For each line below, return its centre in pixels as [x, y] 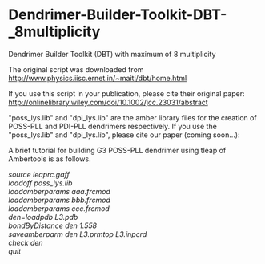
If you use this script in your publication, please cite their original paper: [126, 93]
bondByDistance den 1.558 [53, 225]
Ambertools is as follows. [50, 159]
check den [26, 242]
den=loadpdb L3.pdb [43, 217]
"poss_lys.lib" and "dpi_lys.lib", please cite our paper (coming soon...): [124, 135]
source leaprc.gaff [39, 174]
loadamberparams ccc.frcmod [59, 208]
